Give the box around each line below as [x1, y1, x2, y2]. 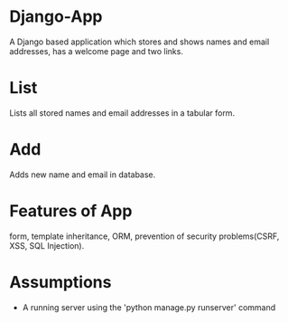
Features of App [9, 201, 133, 221]
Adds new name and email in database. [9, 169, 156, 180]
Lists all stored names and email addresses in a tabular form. [9, 107, 236, 118]
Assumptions [9, 271, 112, 292]
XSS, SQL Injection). [9, 240, 85, 251]
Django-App [9, 6, 103, 27]
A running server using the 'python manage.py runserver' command [22, 301, 276, 313]
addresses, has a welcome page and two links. [9, 45, 183, 56]
